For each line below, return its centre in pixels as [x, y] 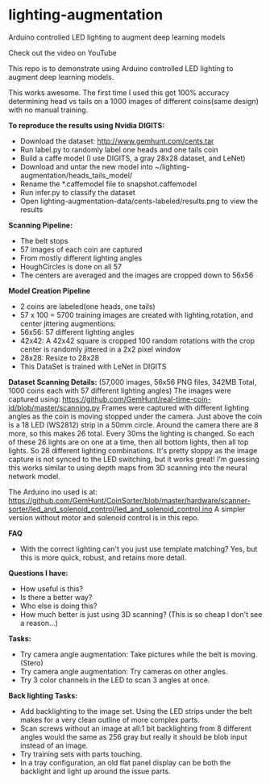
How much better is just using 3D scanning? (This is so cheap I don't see [141, 614]
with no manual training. [48, 110]
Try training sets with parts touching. [81, 754]
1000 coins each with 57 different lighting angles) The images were [120, 390]
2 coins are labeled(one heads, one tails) [87, 306]
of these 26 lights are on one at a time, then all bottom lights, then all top [129, 442]
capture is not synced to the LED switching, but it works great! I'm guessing [134, 459]
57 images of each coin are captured [81, 249]
